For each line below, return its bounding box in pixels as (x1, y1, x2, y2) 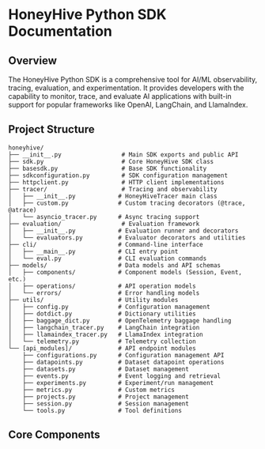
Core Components (8, 428, 100, 442)
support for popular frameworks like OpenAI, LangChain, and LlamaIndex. (8, 100, 248, 109)
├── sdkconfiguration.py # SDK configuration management (8, 172, 228, 179)
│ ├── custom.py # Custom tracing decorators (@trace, (8, 199, 246, 207)
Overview (8, 54, 58, 67)
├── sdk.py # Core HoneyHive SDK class (8, 157, 214, 165)
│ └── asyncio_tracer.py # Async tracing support (8, 213, 200, 221)
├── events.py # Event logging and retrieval (22, 372, 221, 380)
